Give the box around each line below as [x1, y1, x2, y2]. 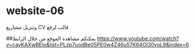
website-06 [6, 4, 64, 18]
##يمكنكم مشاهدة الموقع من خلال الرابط [6, 35, 96, 42]
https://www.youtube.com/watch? [97, 35, 180, 42]
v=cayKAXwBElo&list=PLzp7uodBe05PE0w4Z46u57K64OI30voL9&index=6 [6, 41, 189, 48]
